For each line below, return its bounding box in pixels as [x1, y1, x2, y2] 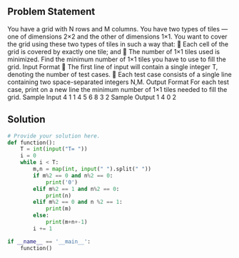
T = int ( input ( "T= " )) [20, 145, 88, 153]
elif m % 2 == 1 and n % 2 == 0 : [33, 185, 120, 192]
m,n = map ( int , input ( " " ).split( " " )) [33, 165, 152, 172]
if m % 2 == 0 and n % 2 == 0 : [33, 172, 113, 179]
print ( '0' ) [45, 178, 78, 186]
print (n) [45, 192, 72, 199]
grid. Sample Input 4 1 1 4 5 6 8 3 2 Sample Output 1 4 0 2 [7, 93, 177, 101]
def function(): [7, 139, 56, 146]
